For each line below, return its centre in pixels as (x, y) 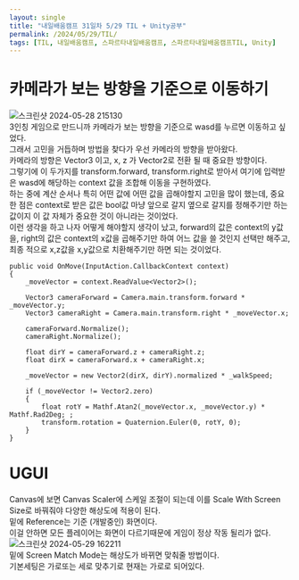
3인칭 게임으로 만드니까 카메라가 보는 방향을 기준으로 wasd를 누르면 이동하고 (143, 127)
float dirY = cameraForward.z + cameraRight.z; (115, 352)
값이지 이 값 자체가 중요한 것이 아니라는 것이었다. (94, 216)
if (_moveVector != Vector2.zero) (89, 392)
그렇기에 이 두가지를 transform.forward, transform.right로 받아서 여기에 (136, 171)
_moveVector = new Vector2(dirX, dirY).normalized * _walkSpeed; (149, 376)
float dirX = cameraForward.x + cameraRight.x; (115, 360)
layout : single (37, 17)
